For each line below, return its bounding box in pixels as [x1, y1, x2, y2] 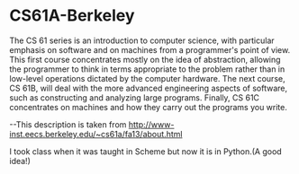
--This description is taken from [9, 118, 127, 130]
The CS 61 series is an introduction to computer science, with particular [9, 35, 275, 46]
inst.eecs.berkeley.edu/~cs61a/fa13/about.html [9, 128, 183, 139]
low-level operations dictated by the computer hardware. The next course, [9, 73, 285, 83]
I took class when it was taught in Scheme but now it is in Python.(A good [9, 145, 282, 157]
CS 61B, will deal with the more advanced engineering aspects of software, [9, 83, 288, 93]
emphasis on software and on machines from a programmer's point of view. [9, 44, 291, 55]
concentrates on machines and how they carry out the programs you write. [9, 101, 288, 112]
